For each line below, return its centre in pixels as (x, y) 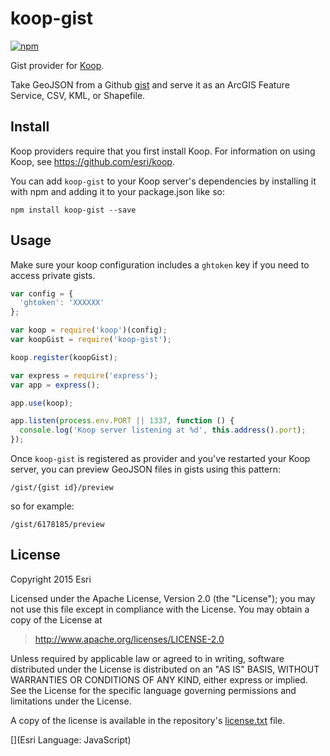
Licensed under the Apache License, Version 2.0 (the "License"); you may (163, 598)
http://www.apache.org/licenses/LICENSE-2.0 (129, 639)
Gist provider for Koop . (57, 65)
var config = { (42, 293)
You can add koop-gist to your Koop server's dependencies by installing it (163, 181)
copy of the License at (56, 619)
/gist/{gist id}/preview (62, 488)
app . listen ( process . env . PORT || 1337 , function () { (122, 421)
